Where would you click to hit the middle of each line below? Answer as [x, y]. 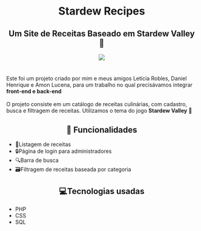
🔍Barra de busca [37, 160]
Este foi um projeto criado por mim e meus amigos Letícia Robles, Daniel [97, 79]
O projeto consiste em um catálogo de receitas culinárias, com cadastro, [97, 104]
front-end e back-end [34, 92]
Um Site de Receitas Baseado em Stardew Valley [102, 34]
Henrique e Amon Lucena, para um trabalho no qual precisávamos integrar [99, 85]
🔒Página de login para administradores [63, 151]
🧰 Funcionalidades [102, 129]
